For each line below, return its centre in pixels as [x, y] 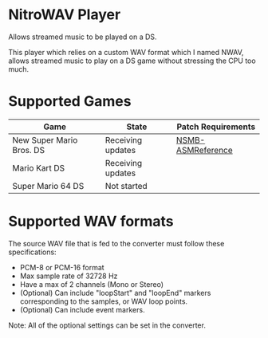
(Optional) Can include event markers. [82, 309]
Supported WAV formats [91, 222]
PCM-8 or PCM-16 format [62, 267]
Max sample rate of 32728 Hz [69, 276]
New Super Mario [45, 140]
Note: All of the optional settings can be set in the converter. [107, 325]
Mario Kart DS [39, 167]
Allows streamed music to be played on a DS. [83, 37]
